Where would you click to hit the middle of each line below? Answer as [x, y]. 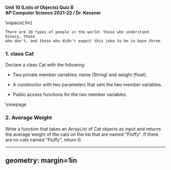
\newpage [16, 105]
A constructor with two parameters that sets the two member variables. [88, 85]
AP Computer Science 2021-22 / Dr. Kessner [53, 13]
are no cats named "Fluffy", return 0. [44, 139]
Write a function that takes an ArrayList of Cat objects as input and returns [83, 129]
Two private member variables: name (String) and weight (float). [80, 75]
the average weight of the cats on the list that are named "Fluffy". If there [82, 134]
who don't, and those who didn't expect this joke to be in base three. [84, 41]
